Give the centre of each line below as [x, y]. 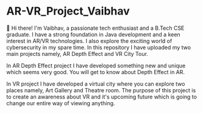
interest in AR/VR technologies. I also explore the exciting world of [89, 41]
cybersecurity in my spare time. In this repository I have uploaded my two [98, 47]
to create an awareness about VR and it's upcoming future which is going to [101, 97]
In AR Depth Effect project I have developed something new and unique [96, 66]
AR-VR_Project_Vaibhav [68, 11]
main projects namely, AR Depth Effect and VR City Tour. [77, 53]
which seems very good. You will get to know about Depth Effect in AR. [95, 72]
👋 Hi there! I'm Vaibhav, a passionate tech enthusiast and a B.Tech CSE [95, 28]
